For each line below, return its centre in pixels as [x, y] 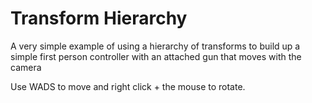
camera [26, 67]
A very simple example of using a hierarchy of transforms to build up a [155, 46]
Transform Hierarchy [99, 18]
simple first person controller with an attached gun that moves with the [156, 56]
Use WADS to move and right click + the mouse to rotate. [128, 86]
